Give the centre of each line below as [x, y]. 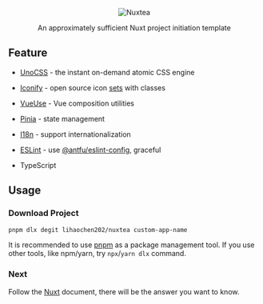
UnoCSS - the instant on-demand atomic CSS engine [107, 72]
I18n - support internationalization [76, 134]
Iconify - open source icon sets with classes [93, 87]
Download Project [44, 214]
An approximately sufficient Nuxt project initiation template [134, 28]
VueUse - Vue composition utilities [77, 103]
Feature [28, 53]
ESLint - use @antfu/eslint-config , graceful [90, 150]
